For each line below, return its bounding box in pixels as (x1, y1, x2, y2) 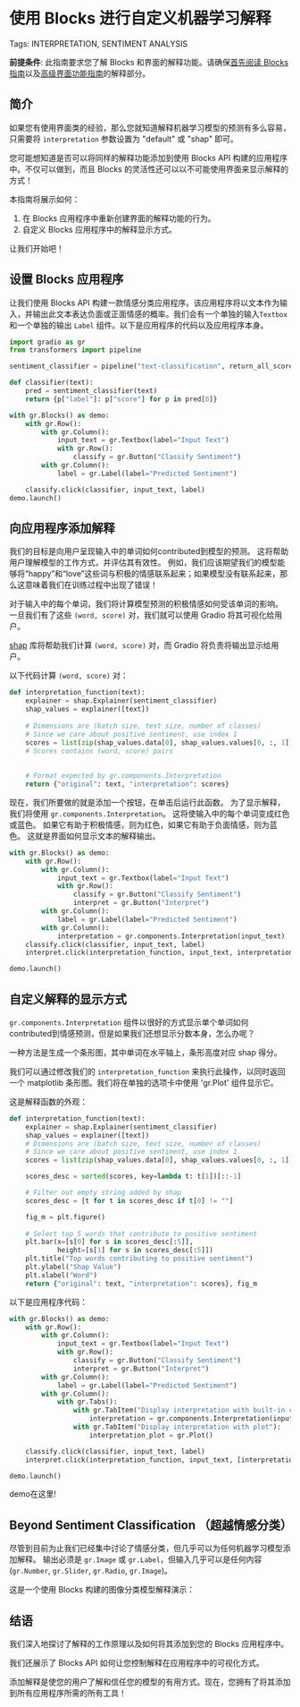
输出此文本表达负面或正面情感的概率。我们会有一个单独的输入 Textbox (32, 308, 288, 319)
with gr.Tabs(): (56, 1397, 118, 1406)
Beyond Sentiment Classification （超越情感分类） (9, 1517, 293, 1532)
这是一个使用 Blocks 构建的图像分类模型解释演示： (9, 1584, 195, 1595)
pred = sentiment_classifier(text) (25, 387, 158, 396)
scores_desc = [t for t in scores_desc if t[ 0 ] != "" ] (25, 1196, 234, 1205)
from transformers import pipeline (9, 346, 142, 354)
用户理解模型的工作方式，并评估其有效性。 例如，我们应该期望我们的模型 (9, 557, 278, 568)
